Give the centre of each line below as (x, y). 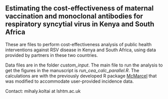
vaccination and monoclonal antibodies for (74, 16)
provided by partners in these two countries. (52, 55)
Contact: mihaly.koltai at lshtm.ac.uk (43, 91)
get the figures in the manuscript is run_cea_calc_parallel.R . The (72, 70)
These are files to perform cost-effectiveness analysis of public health (78, 44)
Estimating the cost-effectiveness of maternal (79, 8)
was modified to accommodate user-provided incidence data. (70, 81)
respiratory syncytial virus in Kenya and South (80, 24)
